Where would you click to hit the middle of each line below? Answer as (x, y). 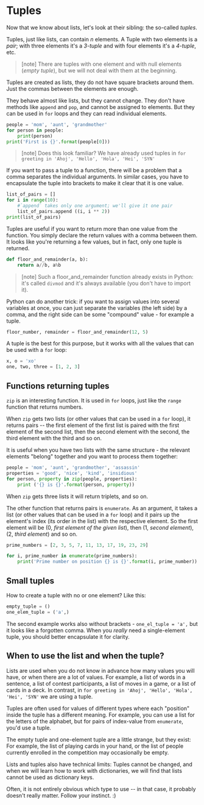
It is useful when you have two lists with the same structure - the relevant (98, 450)
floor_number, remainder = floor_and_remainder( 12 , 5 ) (77, 332)
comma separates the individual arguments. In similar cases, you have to (97, 177)
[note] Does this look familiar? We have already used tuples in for (104, 153)
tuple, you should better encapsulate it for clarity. (68, 636)
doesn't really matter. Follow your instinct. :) (61, 795)
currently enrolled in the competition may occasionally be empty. (88, 752)
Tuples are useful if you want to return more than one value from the (92, 228)
